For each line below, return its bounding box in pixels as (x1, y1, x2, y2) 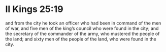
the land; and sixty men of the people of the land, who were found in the (5, 36, 156, 42)
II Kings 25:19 (5, 3, 63, 15)
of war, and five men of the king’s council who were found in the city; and (5, 25, 159, 31)
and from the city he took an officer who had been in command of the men (5, 20, 161, 26)
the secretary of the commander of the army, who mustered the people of (5, 30, 160, 36)
